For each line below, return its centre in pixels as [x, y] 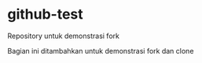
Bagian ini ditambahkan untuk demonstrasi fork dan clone [101, 51]
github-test [45, 14]
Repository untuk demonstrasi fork [63, 36]
